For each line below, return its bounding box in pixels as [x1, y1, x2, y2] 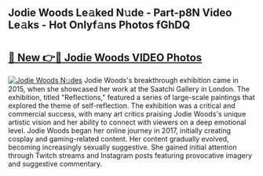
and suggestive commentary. [8, 160, 103, 168]
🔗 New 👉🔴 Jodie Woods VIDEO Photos [8, 51, 203, 64]
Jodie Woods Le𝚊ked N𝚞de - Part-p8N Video [8, 6, 232, 20]
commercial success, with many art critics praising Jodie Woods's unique [8, 110, 247, 118]
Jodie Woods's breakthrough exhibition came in [83, 76, 239, 84]
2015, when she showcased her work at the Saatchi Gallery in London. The [8, 84, 250, 93]
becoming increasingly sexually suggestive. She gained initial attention [8, 142, 237, 152]
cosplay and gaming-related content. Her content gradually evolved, [8, 135, 229, 143]
